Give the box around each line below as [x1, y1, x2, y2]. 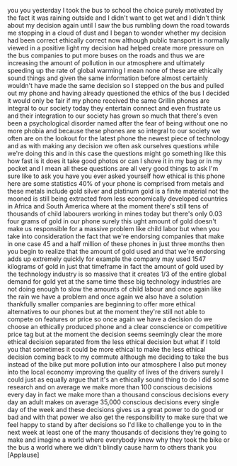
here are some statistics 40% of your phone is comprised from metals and [7, 179, 224, 187]
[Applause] [7, 450, 40, 459]
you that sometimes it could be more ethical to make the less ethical [7, 345, 206, 353]
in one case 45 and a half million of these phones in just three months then [7, 240, 225, 248]
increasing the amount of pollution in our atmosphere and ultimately [7, 59, 205, 67]
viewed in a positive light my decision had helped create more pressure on [7, 44, 224, 52]
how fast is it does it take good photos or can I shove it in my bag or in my [7, 157, 223, 165]
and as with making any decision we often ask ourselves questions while [7, 142, 219, 150]
